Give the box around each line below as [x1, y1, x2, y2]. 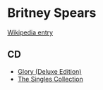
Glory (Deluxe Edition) [17, 67, 82, 75]
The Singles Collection [17, 75, 83, 83]
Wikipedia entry [7, 28, 54, 37]
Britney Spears [7, 5, 97, 21]
